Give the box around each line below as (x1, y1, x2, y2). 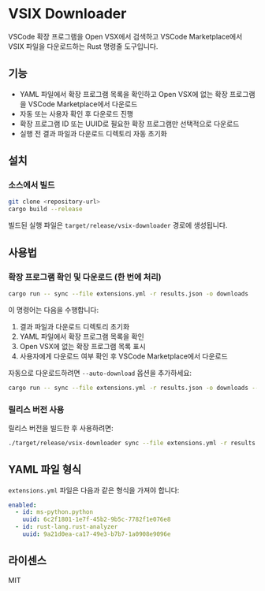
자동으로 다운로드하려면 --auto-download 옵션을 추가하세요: (8, 368, 192, 377)
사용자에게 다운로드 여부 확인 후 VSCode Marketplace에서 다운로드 (19, 351, 229, 361)
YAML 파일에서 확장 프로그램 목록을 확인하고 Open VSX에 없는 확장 (19, 89, 229, 98)
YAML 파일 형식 (8, 463, 82, 477)
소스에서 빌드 (8, 180, 55, 191)
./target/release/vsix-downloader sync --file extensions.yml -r (8, 439, 227, 447)
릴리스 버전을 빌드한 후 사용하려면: (8, 423, 114, 433)
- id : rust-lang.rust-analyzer (15, 523, 118, 531)
